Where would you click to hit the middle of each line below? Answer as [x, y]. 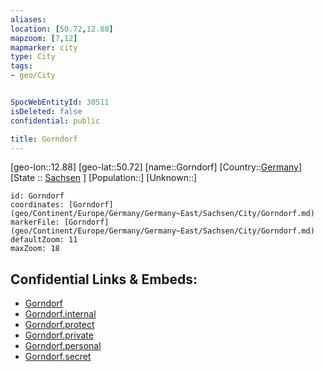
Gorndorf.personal [63, 346]
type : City [33, 57]
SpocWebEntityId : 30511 [60, 102]
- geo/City [33, 76]
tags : [21, 66]
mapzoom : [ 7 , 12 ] [44, 38]
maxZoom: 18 [35, 249]
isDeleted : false [46, 111]
